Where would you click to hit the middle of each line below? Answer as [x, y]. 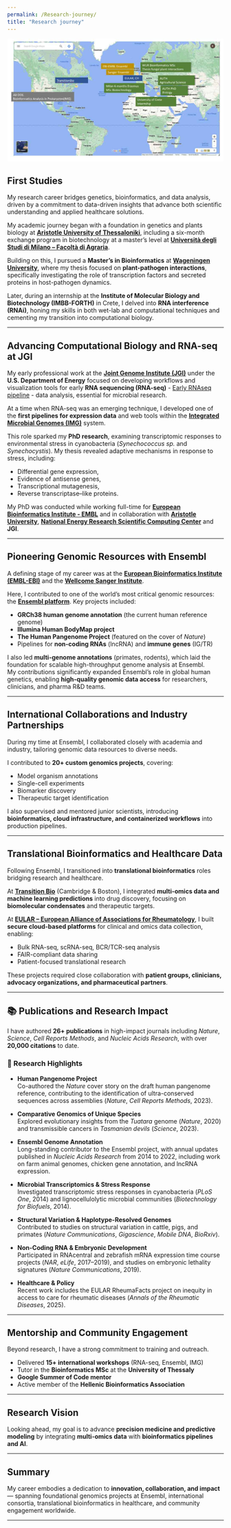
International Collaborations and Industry [97, 714]
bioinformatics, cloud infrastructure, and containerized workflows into [110, 818]
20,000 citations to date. [43, 1046]
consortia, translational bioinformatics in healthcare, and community [104, 1503]
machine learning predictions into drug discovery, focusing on [97, 898]
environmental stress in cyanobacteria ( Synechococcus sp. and [97, 444]
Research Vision [43, 1413]
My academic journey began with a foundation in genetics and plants [105, 225]
